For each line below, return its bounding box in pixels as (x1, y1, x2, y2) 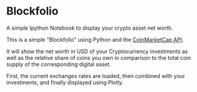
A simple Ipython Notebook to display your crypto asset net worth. (6, 24, 173, 31)
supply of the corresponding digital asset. (6, 61, 112, 68)
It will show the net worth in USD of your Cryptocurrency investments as (6, 47, 188, 55)
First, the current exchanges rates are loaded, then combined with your (6, 72, 185, 79)
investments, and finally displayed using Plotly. (6, 79, 124, 86)
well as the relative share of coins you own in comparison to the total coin (6, 54, 192, 61)
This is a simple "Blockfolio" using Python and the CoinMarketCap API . (6, 36, 184, 43)
